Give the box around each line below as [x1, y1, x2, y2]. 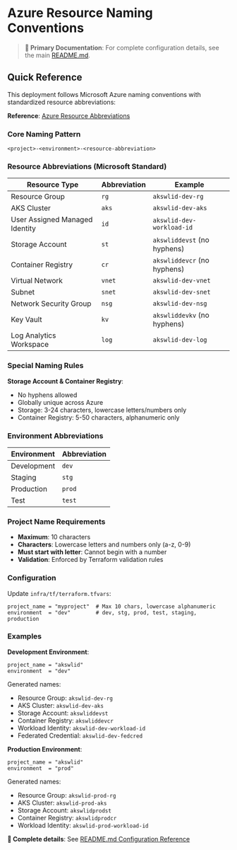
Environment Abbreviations [7, 430, 104, 440]
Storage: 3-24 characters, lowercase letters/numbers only [17, 406, 187, 414]
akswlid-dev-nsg [152, 299, 207, 308]
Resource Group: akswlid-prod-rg [17, 791, 116, 799]
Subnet [11, 287, 35, 297]
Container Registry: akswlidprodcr [17, 813, 117, 822]
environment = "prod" [7, 764, 74, 772]
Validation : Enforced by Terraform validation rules [17, 556, 164, 564]
